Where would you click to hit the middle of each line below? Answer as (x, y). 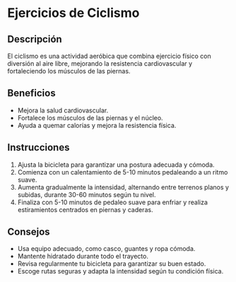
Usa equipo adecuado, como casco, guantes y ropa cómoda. (106, 249)
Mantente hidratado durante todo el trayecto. (83, 257)
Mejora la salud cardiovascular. (63, 110)
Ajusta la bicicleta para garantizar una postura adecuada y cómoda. (116, 165)
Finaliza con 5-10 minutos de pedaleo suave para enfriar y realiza (113, 202)
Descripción (35, 39)
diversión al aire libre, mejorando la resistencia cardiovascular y (100, 64)
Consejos (29, 232)
